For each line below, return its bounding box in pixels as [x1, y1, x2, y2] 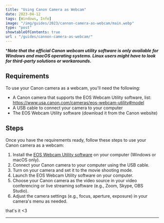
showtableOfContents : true [5, 30, 60, 35]
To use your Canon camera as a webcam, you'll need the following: [5, 85, 141, 91]
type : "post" [5, 25, 32, 30]
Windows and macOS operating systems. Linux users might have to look [5, 53, 156, 58]
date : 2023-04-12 [5, 12, 41, 17]
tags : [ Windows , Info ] [5, 16, 52, 21]
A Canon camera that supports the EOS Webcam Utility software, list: [12, 94, 151, 100]
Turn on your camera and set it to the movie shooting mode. [12, 167, 133, 173]
